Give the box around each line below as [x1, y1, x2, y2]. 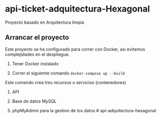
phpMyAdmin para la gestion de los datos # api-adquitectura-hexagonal [12, 107, 156, 113]
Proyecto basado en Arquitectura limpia [5, 19, 84, 25]
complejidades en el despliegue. [5, 51, 70, 57]
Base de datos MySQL [12, 98, 57, 104]
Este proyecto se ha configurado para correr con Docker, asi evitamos [5, 46, 145, 52]
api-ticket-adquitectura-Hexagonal [5, 3, 150, 15]
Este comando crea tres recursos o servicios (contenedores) [5, 79, 127, 85]
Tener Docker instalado [12, 60, 59, 66]
